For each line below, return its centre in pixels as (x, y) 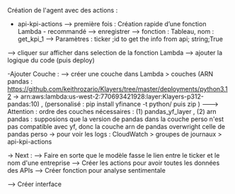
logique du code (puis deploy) (51, 60)
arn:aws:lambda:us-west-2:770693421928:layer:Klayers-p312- (112, 96)
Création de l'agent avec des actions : (63, 10)
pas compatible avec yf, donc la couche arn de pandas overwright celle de (116, 126)
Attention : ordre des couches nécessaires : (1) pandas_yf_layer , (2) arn (112, 112)
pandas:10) (24, 104)
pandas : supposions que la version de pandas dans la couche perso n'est (116, 119)
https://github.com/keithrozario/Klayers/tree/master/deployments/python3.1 (117, 89)
